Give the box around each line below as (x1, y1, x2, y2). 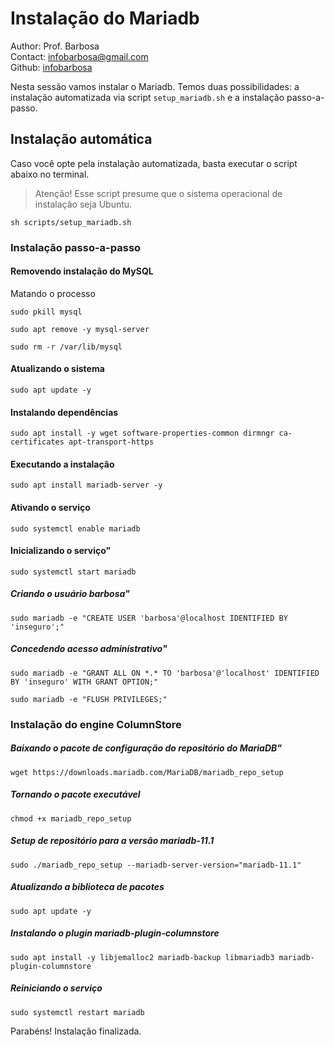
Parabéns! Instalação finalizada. (10, 1025, 142, 1037)
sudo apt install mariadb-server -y (10, 480, 163, 491)
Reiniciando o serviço (10, 982, 103, 994)
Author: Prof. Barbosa (10, 40, 100, 52)
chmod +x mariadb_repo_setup (10, 813, 132, 824)
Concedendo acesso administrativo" (10, 643, 168, 655)
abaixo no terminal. (10, 168, 90, 180)
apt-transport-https (68, 437, 155, 447)
